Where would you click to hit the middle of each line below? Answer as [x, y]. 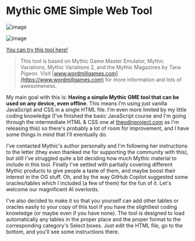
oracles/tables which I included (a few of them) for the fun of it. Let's [89, 183]
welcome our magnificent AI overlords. [53, 189]
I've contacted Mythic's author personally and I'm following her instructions [97, 146]
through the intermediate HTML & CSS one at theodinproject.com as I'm [93, 122]
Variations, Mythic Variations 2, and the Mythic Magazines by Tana [100, 67]
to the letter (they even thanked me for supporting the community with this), [97, 152]
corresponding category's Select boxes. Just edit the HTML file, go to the [95, 225]
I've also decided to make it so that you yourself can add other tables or [93, 201]
